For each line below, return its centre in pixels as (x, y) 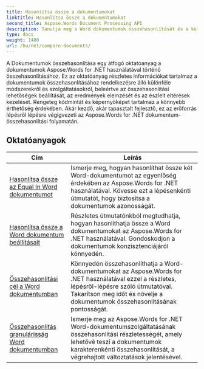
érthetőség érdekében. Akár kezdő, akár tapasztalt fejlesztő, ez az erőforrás (102, 108)
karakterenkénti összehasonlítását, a (123, 349)
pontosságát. (89, 309)
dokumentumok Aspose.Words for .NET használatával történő (83, 69)
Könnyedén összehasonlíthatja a (117, 263)
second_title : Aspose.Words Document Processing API (74, 23)
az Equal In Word (33, 187)
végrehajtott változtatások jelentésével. (127, 357)
